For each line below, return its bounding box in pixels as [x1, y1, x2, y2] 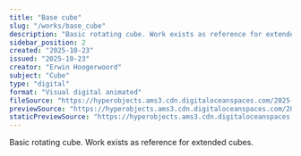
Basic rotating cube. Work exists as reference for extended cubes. [9, 137, 254, 148]
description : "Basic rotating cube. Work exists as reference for [9, 29, 262, 38]
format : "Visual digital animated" [9, 87, 142, 96]
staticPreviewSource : [9, 112, 90, 121]
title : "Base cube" [9, 12, 82, 22]
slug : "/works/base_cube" [9, 21, 106, 30]
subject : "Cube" [9, 71, 70, 80]
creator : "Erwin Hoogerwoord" [9, 63, 123, 72]
